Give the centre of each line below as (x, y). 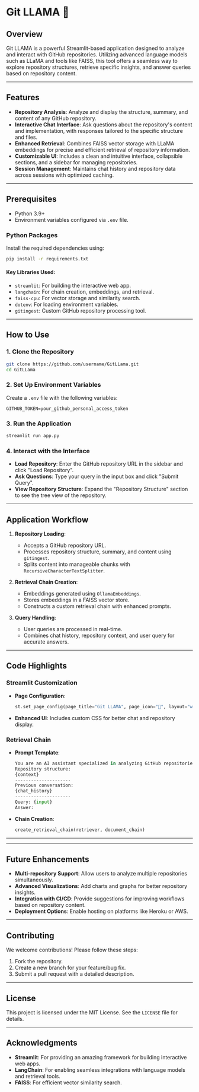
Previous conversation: (44, 785)
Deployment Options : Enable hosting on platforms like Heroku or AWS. (101, 911)
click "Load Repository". (44, 470)
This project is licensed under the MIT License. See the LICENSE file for (92, 1013)
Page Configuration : (40, 696)
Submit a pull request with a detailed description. (74, 974)
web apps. (28, 1064)
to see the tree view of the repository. (60, 495)
